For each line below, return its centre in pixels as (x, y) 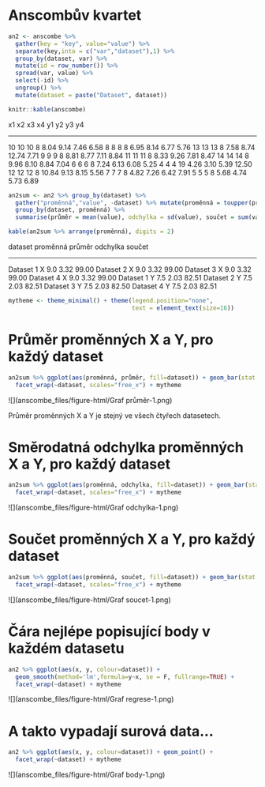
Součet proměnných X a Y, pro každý (132, 539)
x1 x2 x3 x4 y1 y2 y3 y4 (46, 124)
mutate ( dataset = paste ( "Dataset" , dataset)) (91, 95)
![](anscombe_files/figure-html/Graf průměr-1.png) (90, 400)
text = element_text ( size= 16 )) (183, 308)
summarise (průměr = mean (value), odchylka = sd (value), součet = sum (132, 217)
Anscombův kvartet (75, 15)
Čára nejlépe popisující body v (109, 632)
